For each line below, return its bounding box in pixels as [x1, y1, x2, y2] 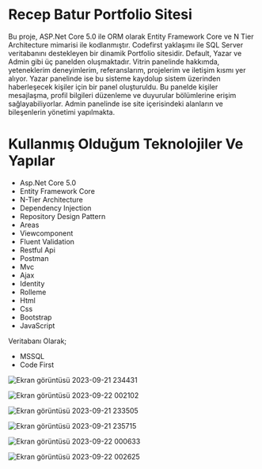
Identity [19, 278, 45, 288]
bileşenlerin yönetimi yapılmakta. [8, 107, 116, 116]
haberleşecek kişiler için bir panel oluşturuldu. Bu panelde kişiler [8, 81, 218, 92]
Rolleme [19, 287, 47, 297]
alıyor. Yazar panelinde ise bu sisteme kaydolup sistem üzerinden [8, 74, 221, 83]
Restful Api [19, 245, 55, 255]
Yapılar [8, 152, 55, 170]
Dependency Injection [19, 203, 92, 213]
